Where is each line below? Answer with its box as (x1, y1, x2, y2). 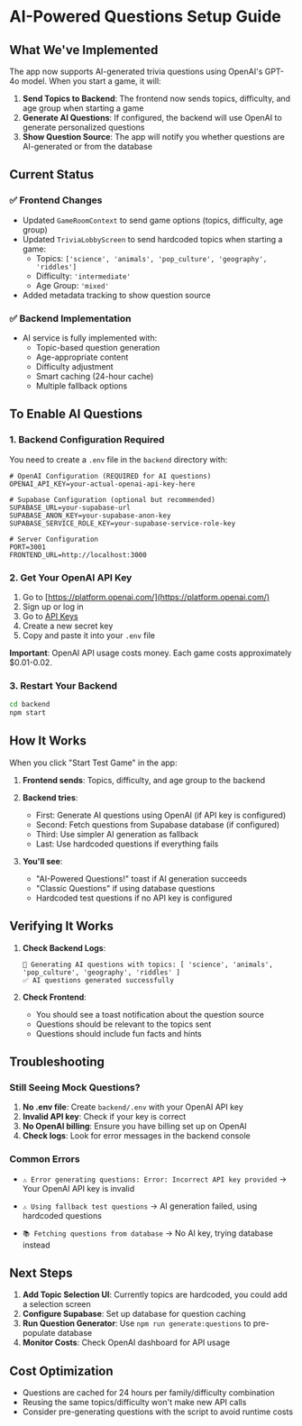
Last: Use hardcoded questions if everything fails (35, 838, 219, 849)
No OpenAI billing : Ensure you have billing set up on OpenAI (22, 1120, 248, 1132)
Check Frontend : (22, 992, 87, 1002)
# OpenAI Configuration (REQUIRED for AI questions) (9, 471, 212, 480)
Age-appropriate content (35, 352, 129, 362)
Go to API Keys (22, 610, 78, 621)
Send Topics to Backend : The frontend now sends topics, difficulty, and (22, 93, 291, 104)
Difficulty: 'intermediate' (35, 270, 132, 281)
